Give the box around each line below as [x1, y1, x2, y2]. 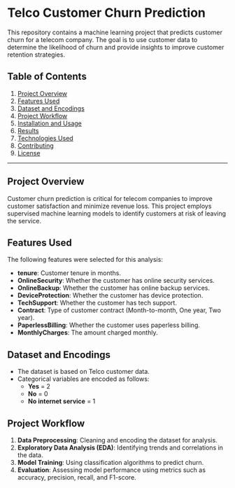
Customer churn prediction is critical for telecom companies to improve [7, 194, 213, 202]
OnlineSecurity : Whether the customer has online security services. [17, 277, 215, 285]
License [17, 148, 41, 157]
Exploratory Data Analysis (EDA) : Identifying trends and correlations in [17, 443, 224, 452]
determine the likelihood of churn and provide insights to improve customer [7, 43, 225, 51]
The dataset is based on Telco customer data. [17, 368, 150, 376]
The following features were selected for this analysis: [7, 256, 163, 264]
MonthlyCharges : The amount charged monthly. [17, 328, 158, 337]
